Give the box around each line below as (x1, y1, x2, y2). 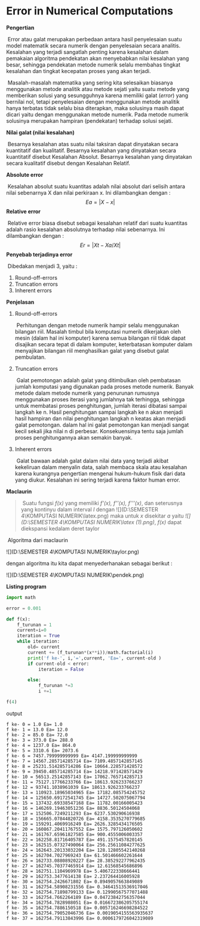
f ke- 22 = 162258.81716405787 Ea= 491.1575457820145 (6, 837, 143, 843)
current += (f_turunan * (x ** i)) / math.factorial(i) (27, 649, 153, 655)
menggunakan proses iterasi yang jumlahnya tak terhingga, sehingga (14, 395, 185, 403)
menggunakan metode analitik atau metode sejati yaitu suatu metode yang (6, 85, 190, 92)
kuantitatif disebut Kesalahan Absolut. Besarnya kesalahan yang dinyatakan (6, 153, 192, 160)
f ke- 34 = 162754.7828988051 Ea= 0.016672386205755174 (6, 900, 148, 906)
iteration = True (17, 633, 60, 639)
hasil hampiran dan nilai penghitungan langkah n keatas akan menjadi (14, 414, 186, 422)
